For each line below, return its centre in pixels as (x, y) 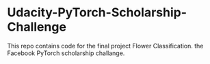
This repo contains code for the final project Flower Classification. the (105, 46)
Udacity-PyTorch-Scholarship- (97, 13)
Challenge (37, 27)
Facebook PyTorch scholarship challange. (66, 53)
